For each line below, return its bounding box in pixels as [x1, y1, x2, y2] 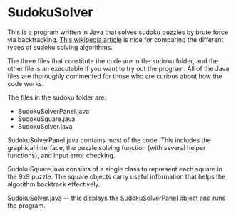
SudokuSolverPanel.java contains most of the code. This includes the [7, 136, 212, 144]
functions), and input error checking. [7, 151, 116, 159]
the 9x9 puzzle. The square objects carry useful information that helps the [7, 172, 226, 181]
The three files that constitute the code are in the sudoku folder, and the [7, 56, 219, 65]
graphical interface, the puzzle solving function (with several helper [7, 143, 206, 152]
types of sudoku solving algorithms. [7, 43, 113, 51]
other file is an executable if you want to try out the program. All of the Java [7, 64, 230, 73]
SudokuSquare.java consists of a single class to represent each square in [7, 164, 223, 173]
